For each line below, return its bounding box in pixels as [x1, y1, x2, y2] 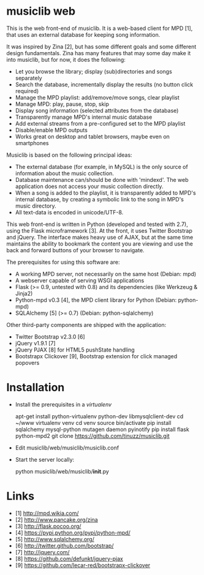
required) [15, 87, 39, 94]
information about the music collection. [15, 170, 115, 177]
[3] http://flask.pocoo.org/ [15, 522, 81, 530]
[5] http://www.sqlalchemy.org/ [15, 535, 95, 543]
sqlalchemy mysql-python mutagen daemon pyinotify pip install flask [15, 426, 190, 433]
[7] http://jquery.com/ [15, 548, 70, 555]
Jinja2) [15, 290, 33, 297]
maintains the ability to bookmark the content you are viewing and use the [6, 240, 194, 247]
